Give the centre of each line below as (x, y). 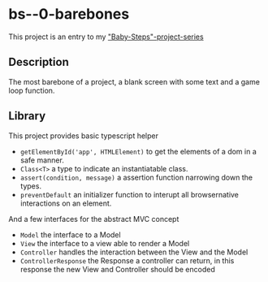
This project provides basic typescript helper (84, 136)
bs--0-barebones (69, 14)
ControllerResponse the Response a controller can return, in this (127, 260)
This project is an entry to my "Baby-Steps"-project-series (106, 37)
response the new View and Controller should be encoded (117, 269)
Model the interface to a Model (70, 234)
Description (39, 62)
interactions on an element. (66, 203)
